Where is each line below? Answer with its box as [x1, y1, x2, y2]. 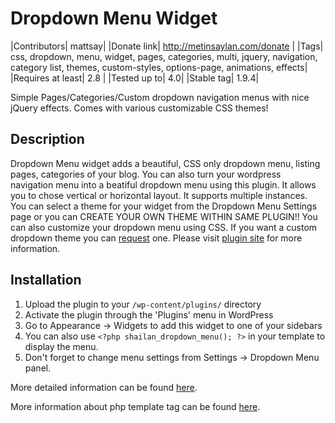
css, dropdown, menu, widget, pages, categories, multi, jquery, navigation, [10, 50, 318, 62]
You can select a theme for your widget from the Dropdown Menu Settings [10, 200, 318, 212]
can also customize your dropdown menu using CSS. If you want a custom [10, 221, 318, 233]
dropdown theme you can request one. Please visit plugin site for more [10, 232, 303, 244]
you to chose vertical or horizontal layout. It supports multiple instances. [10, 189, 308, 201]
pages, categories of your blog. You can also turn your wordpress [10, 168, 282, 180]
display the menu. [24, 340, 99, 352]
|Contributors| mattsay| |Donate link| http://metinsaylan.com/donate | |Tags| [10, 40, 324, 52]
